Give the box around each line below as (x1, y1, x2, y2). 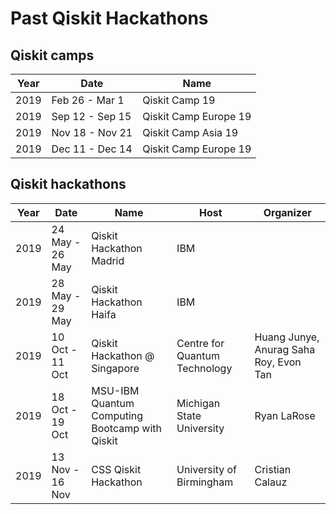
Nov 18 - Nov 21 (51, 126, 133, 139)
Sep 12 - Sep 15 (51, 110, 132, 123)
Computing (91, 408, 144, 422)
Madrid (91, 253, 125, 267)
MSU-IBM (91, 383, 140, 397)
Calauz (254, 475, 288, 489)
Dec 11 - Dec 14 (51, 142, 133, 156)
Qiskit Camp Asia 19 (142, 126, 239, 139)
